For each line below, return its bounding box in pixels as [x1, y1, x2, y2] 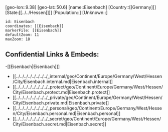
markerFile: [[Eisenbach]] [5, 28, 62, 33]
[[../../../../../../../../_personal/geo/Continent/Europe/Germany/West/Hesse [12, 105, 162, 111]
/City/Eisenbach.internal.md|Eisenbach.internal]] [12, 78, 113, 84]
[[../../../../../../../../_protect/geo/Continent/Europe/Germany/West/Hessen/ [12, 83, 163, 89]
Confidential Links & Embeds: [5, 50, 99, 59]
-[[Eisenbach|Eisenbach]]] [5, 63, 60, 69]
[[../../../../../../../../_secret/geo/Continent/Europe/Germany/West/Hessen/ [12, 115, 161, 121]
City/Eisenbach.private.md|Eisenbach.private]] [12, 99, 109, 105]
